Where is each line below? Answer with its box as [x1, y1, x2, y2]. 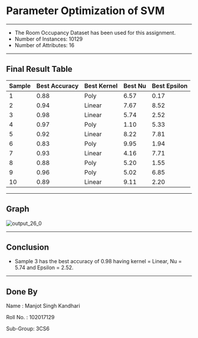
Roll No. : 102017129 [6, 314, 55, 321]
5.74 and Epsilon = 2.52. [14, 264, 74, 271]
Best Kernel [84, 81, 118, 90]
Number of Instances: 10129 [14, 35, 83, 42]
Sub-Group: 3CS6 [6, 325, 50, 332]
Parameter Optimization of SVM [6, 4, 165, 18]
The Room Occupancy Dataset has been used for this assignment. [14, 29, 176, 36]
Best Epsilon [151, 81, 188, 90]
